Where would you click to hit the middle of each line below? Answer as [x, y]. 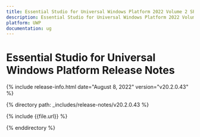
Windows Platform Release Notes [90, 71]
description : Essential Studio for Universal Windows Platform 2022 [93, 17]
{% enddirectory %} [31, 128]
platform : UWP [24, 23]
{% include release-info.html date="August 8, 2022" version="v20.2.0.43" [97, 87]
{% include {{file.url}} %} [37, 116]
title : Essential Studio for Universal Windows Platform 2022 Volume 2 [97, 12]
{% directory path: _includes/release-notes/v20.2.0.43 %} [78, 105]
